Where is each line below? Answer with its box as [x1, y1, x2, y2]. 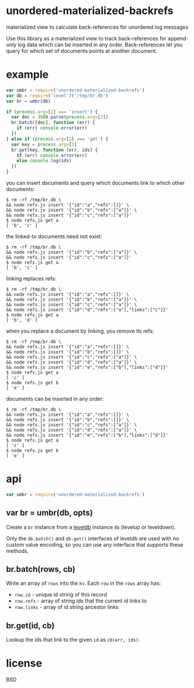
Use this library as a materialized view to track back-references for [6, 35, 167, 42]
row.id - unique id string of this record [14, 591, 107, 598]
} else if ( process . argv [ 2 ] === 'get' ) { [6, 136, 109, 142]
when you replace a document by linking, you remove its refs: [6, 327, 154, 334]
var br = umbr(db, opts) [6, 508, 93, 518]
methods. [6, 547, 29, 554]
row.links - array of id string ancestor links [14, 604, 119, 611]
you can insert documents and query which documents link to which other [6, 179, 185, 186]
